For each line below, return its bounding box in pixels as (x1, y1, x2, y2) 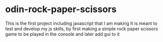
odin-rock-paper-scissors (5, 4, 117, 15)
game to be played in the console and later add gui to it (5, 31, 120, 37)
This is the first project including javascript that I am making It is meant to (5, 20, 157, 26)
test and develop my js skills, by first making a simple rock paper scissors (5, 25, 158, 31)
